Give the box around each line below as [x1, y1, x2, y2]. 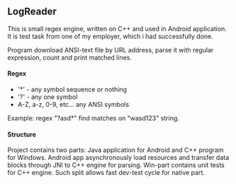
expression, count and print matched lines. [7, 53, 133, 62]
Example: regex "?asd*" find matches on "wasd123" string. [7, 114, 179, 122]
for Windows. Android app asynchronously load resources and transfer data [7, 154, 230, 162]
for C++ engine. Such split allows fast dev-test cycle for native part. [7, 168, 206, 177]
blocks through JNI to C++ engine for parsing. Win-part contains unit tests [7, 161, 225, 169]
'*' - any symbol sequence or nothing [17, 85, 128, 94]
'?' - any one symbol [17, 93, 78, 101]
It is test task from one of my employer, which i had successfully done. [7, 32, 214, 40]
